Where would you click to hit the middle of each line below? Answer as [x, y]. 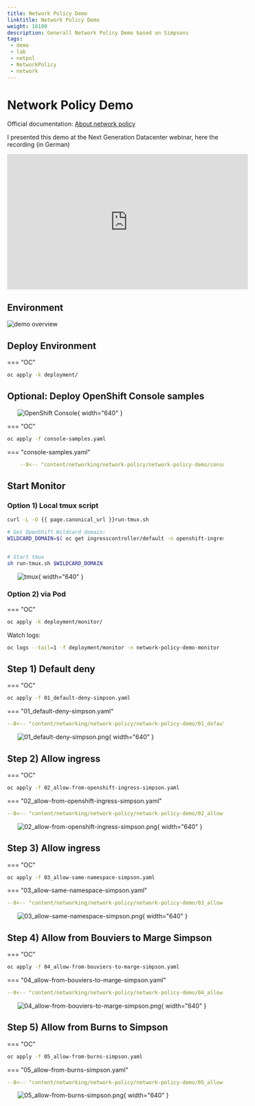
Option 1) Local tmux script [53, 505]
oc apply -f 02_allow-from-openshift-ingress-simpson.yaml [93, 788]
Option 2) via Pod [37, 594]
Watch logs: [24, 635]
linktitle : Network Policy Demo [53, 20]
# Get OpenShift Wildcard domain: [57, 532]
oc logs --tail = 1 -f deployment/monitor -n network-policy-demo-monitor [113, 648]
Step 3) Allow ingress [54, 849]
